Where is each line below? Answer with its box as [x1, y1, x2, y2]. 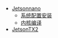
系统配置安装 [20, 12, 52, 19]
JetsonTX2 [11, 26, 38, 33]
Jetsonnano [11, 5, 41, 12]
